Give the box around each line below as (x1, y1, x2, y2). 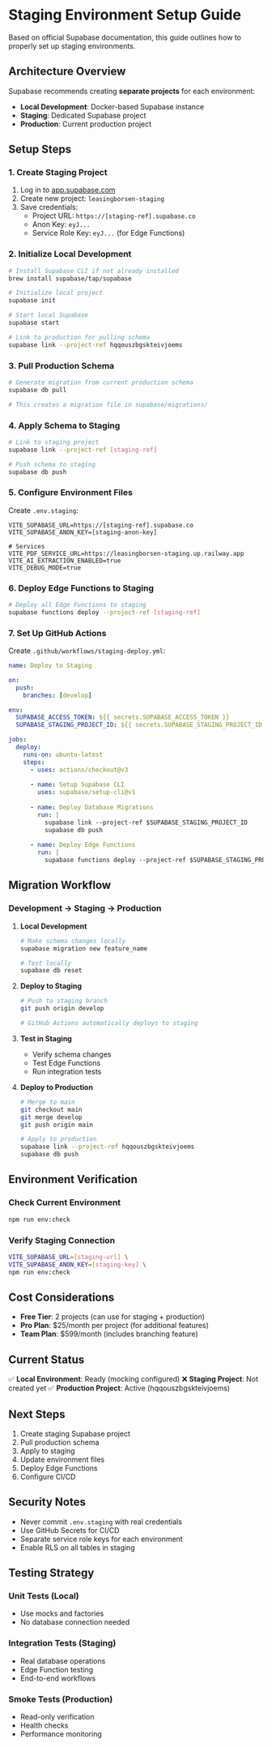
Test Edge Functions (32, 1057, 101, 1067)
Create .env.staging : (8, 505, 79, 515)
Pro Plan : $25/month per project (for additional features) (19, 1321, 209, 1331)
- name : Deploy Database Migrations (29, 804, 154, 812)
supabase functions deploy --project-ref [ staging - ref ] (8, 608, 201, 617)
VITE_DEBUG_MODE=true (8, 563, 82, 572)
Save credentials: (19, 203, 79, 212)
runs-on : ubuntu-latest (23, 750, 104, 758)
